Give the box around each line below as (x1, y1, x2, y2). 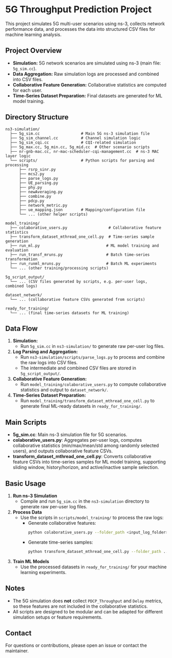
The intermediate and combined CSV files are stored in (20, 365, 137, 371)
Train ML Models (12, 558, 50, 564)
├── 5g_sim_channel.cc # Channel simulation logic (10, 135, 141, 140)
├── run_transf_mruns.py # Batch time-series (10, 252, 150, 257)
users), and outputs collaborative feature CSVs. (12, 448, 113, 454)
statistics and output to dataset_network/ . (20, 387, 109, 393)
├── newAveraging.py (18, 189, 63, 194)
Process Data (12, 509, 42, 515)
